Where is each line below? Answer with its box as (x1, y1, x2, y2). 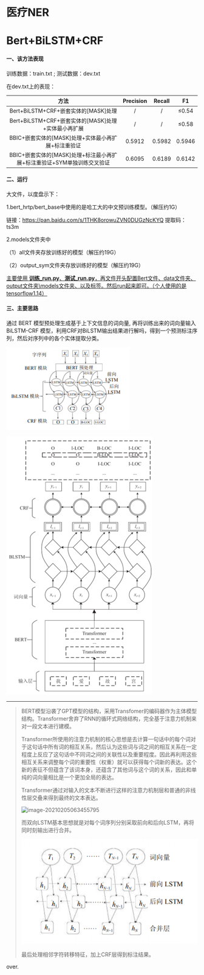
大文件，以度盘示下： (6, 190, 59, 198)
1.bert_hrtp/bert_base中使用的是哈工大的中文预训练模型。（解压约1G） (6, 203, 181, 211)
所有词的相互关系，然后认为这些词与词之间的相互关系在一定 (47, 743, 197, 750)
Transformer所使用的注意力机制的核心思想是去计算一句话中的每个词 (21, 735, 191, 743)
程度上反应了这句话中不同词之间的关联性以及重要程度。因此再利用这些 (21, 750, 197, 758)
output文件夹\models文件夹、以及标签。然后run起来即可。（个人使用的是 (6, 282, 187, 289)
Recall (154, 97, 170, 104)
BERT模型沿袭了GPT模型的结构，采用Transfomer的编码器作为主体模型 (21, 707, 197, 715)
